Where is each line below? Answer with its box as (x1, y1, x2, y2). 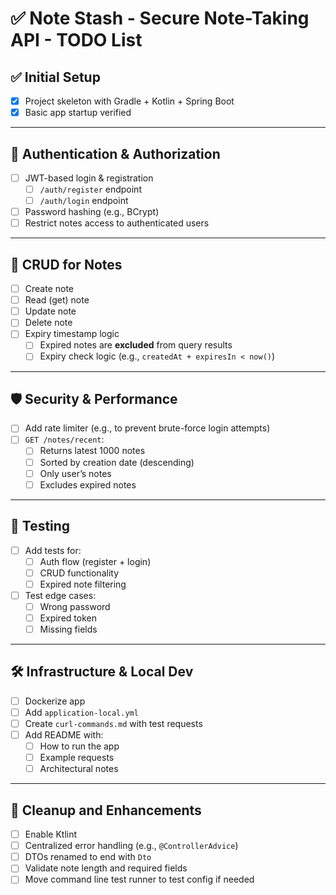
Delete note (24, 317, 73, 329)
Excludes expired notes (39, 478, 137, 491)
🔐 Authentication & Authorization (10, 145, 221, 162)
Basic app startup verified (24, 107, 132, 119)
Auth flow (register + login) (39, 555, 152, 567)
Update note (24, 305, 77, 317)
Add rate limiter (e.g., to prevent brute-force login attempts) (24, 422, 271, 434)
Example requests (39, 752, 115, 764)
